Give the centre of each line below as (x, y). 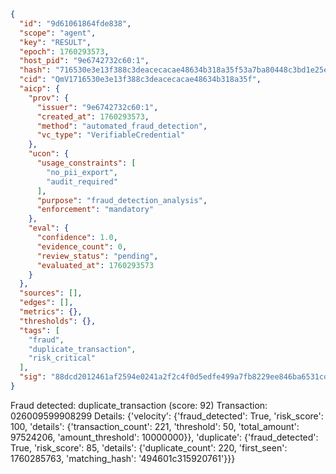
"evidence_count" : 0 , (82, 246)
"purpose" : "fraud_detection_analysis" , (122, 200)
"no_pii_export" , (82, 172)
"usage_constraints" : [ (86, 163)
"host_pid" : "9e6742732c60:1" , (84, 61)
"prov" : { (49, 98)
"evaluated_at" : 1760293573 (95, 265)
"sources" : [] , (51, 293)
